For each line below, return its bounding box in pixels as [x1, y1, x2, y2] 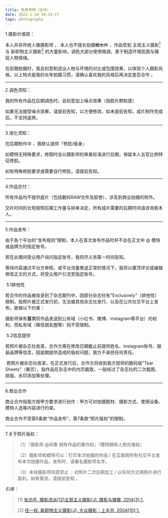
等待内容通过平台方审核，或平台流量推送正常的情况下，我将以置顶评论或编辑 [5, 264, 163, 271]
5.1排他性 [6, 281, 25, 287]
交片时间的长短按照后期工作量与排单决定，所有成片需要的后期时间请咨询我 [5, 205, 158, 211]
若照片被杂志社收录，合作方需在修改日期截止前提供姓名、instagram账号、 [5, 343, 157, 349]
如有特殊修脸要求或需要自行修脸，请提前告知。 [5, 168, 101, 174]
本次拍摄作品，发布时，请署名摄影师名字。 [21, 458, 110, 464]
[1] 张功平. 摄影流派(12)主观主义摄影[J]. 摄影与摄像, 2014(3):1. [17, 496, 144, 502]
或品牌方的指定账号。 [5, 243, 49, 249]
